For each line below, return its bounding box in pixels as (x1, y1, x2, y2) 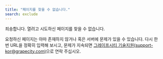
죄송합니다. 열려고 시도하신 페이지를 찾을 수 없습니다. (5, 25, 105, 32)
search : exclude (5, 12, 38, 17)
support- (135, 42, 153, 48)
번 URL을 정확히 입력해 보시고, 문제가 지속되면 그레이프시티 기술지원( (5, 42, 136, 48)
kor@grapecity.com (5, 48, 45, 54)
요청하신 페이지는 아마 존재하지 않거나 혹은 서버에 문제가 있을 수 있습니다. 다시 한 (5, 36, 158, 42)
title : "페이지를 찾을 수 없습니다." (5, 7, 71, 12)
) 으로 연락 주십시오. (44, 48, 81, 54)
